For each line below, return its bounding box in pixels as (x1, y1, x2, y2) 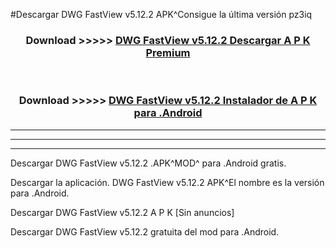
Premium (145, 45, 191, 59)
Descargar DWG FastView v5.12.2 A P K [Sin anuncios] (10, 206, 235, 218)
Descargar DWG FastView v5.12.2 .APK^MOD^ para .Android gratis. (10, 157, 287, 169)
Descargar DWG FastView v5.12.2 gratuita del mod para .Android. (10, 225, 280, 238)
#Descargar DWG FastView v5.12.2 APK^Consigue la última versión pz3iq (10, 9, 313, 20)
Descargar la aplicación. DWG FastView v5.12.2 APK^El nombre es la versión (10, 176, 325, 188)
